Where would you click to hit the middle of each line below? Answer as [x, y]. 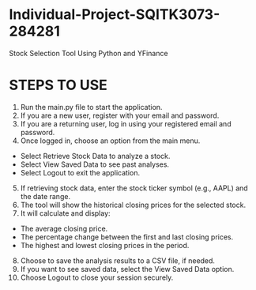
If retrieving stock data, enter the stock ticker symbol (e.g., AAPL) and [134, 188]
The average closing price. [64, 228]
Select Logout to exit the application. [80, 172]
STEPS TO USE [58, 85]
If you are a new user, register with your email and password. [120, 115]
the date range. [45, 196]
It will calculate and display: [65, 213]
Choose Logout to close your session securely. [97, 277]
